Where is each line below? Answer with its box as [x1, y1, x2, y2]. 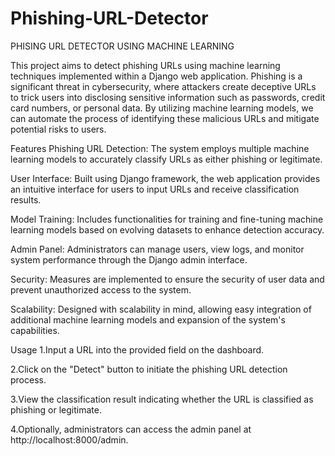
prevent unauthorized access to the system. [10, 283, 192, 296]
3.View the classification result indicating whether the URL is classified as [10, 393, 314, 405]
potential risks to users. [10, 123, 107, 135]
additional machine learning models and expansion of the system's [10, 313, 286, 326]
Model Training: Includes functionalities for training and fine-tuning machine [10, 213, 324, 225]
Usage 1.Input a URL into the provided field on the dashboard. [10, 343, 265, 356]
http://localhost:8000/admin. [10, 433, 129, 446]
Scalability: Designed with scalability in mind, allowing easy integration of [10, 303, 312, 315]
